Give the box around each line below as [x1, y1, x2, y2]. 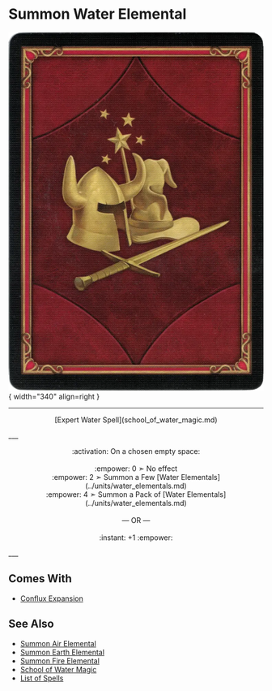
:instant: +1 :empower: [99, 533, 173, 542]
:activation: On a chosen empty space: [71, 446, 201, 456]
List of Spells [19, 673, 64, 683]
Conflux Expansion [19, 594, 83, 603]
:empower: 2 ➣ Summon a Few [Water [51, 472, 180, 482]
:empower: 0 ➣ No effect [94, 464, 178, 473]
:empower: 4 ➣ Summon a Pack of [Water [45, 489, 185, 499]
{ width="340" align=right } [8, 391, 100, 401]
